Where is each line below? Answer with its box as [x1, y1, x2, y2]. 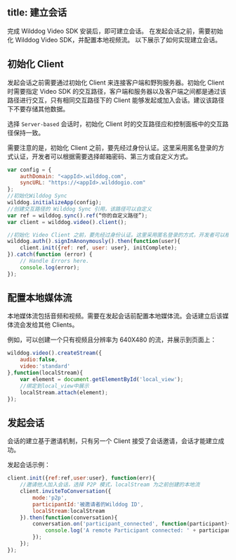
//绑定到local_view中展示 [20, 382, 89, 390]
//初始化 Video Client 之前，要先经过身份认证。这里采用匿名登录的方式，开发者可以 [7, 231, 225, 238]
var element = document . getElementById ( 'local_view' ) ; [20, 375, 184, 382]
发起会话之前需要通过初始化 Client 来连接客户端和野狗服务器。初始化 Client [7, 78, 225, 87]
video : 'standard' [20, 363, 71, 370]
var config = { [7, 166, 52, 173]
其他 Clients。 [37, 321, 79, 329]
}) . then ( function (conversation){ [20, 514, 118, 521]
